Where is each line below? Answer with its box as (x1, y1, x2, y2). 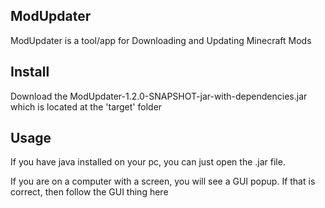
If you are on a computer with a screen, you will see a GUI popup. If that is (10, 175, 316, 188)
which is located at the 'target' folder (10, 100, 163, 113)
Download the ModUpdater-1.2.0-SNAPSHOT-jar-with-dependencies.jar (10, 90, 308, 102)
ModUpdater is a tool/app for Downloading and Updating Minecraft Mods (10, 34, 312, 46)
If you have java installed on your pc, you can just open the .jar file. (10, 156, 286, 168)
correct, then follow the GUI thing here (10, 186, 169, 198)
